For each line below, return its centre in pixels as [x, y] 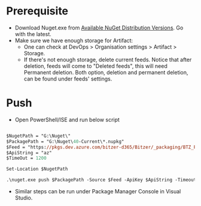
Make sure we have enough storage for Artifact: [74, 40]
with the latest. [33, 34]
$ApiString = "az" [29, 153]
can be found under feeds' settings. [68, 79]
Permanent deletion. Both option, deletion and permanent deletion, [106, 72]
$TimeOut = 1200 [26, 158]
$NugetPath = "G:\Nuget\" [38, 136]
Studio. [24, 198]
